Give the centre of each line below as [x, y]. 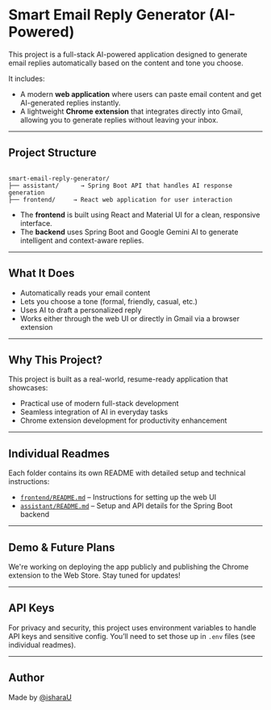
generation [27, 192]
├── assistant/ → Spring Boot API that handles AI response [120, 186]
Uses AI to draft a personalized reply [81, 310]
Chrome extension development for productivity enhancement [123, 420]
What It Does [42, 273]
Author [26, 678]
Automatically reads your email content [85, 293]
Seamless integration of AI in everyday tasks [94, 412]
